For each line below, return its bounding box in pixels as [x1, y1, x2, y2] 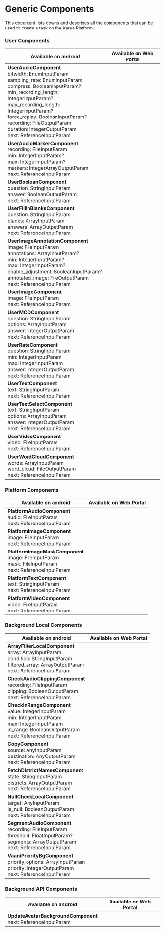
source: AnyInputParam [7, 746, 62, 753]
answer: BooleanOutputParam [7, 191, 77, 198]
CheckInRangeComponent [7, 701, 71, 708]
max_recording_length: [7, 101, 60, 108]
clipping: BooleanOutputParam [7, 687, 79, 694]
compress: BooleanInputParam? [7, 83, 82, 89]
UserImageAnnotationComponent [7, 237, 88, 244]
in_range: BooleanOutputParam [7, 726, 80, 733]
